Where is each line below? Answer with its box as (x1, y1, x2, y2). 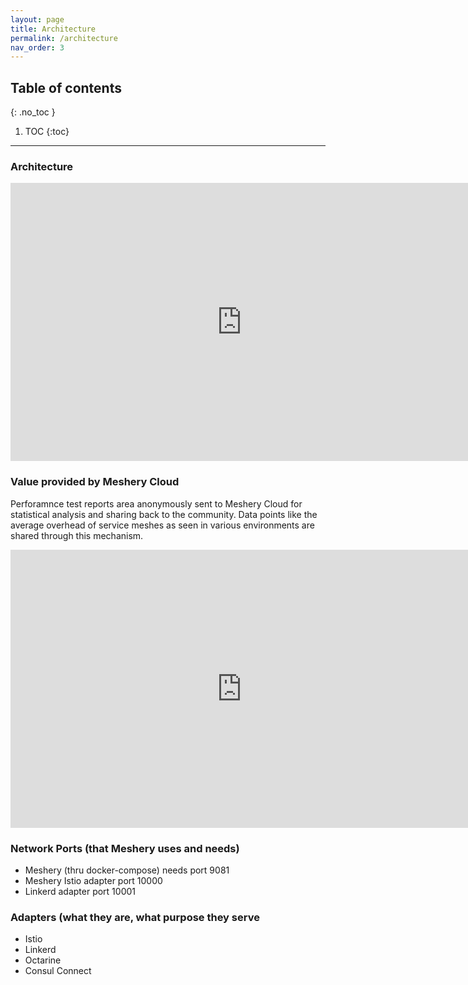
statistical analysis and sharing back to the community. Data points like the (10, 508, 318, 520)
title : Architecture (10, 24, 97, 34)
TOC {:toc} (24, 126, 70, 138)
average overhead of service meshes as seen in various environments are (10, 519, 315, 531)
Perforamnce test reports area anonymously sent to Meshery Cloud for (10, 497, 303, 510)
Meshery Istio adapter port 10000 (24, 874, 163, 886)
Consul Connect (24, 965, 92, 977)
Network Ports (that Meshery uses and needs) (10, 841, 240, 855)
